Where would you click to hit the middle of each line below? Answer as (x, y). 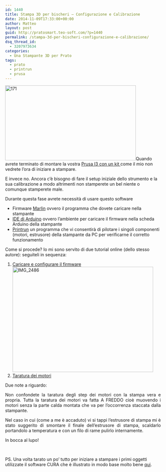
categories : (17, 51)
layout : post (19, 28)
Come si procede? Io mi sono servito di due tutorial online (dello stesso (77, 249)
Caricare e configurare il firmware (47, 264)
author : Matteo (21, 23)
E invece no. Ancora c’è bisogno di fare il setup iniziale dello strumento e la (81, 179)
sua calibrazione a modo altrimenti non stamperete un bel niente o (72, 184)
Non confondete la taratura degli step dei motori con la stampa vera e (83, 394)
